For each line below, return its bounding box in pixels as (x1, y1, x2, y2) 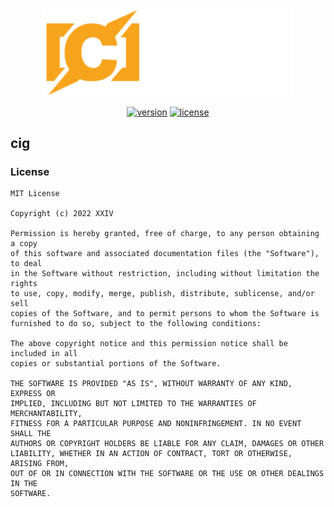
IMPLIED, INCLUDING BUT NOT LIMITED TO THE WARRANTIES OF (10, 399, 257, 409)
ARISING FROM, (10, 459, 70, 469)
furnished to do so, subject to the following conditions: (10, 319, 262, 329)
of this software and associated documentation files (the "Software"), (10, 249, 320, 259)
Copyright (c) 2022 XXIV (10, 209, 114, 219)
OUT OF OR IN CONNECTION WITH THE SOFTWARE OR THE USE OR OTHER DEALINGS (10, 469, 325, 479)
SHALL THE (10, 429, 52, 439)
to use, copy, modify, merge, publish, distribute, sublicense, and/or (10, 289, 315, 299)
